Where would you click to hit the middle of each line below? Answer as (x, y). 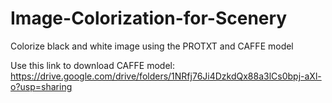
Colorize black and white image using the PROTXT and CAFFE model (152, 46)
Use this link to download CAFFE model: (92, 65)
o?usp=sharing (41, 86)
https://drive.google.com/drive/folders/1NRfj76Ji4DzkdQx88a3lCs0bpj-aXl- (166, 76)
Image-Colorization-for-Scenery (149, 18)
